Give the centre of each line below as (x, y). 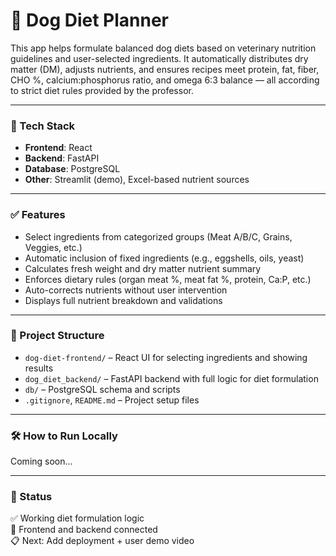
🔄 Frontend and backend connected (84, 530)
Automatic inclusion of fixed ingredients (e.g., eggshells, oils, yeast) (164, 258)
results (39, 368)
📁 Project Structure (57, 336)
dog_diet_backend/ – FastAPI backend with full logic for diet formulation (171, 378)
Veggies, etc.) (53, 247)
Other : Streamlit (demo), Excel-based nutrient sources (137, 180)
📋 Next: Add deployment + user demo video (102, 541)
